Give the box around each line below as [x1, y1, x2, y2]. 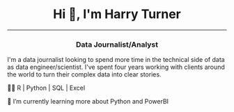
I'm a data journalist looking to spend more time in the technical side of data [7, 56, 225, 64]
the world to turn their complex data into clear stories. [7, 70, 162, 79]
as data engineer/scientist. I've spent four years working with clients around [7, 63, 225, 72]
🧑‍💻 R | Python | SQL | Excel [7, 83, 86, 93]
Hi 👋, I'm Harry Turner [53, 6, 181, 22]
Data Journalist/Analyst [75, 40, 159, 49]
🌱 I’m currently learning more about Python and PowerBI [7, 97, 169, 106]
